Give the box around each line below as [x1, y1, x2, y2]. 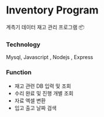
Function [6, 68, 32, 77]
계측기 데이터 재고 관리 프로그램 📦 [6, 23, 85, 30]
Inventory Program [6, 4, 99, 17]
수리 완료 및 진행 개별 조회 [14, 90, 74, 97]
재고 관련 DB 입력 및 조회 [14, 82, 71, 90]
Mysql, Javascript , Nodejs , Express [6, 54, 94, 61]
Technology [6, 40, 41, 49]
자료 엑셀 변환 [14, 97, 46, 104]
